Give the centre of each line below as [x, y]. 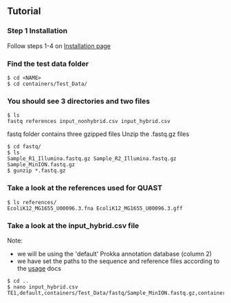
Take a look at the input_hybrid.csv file [73, 225]
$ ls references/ [32, 202]
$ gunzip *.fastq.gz [37, 171]
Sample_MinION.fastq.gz [41, 165]
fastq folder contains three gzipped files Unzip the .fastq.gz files [98, 134]
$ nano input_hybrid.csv [43, 287]
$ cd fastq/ [24, 147]
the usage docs [39, 268]
